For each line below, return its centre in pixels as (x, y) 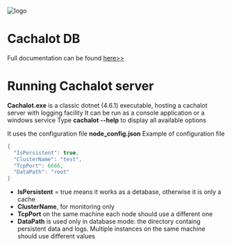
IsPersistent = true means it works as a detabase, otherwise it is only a (119, 192)
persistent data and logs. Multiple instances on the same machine (111, 229)
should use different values (56, 236)
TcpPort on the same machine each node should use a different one (115, 214)
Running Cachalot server (81, 86)
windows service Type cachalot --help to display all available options (107, 120)
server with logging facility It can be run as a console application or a (106, 113)
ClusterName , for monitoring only (66, 207)
